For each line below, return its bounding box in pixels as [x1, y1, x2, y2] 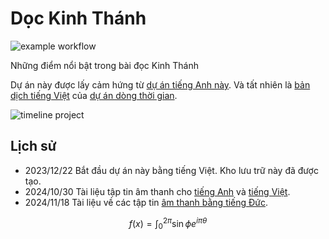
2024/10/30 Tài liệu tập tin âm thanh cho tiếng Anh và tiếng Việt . [24, 185, 291, 197]
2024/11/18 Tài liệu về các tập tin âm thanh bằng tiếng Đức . [24, 196, 269, 208]
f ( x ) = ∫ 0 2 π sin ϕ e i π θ [128, 215, 208, 232]
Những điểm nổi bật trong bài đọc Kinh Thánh [10, 59, 200, 71]
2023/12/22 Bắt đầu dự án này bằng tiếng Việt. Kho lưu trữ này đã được [24, 164, 319, 176]
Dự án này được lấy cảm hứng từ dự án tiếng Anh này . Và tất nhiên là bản [10, 78, 311, 91]
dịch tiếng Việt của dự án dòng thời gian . [10, 89, 178, 101]
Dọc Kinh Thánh [10, 7, 147, 30]
